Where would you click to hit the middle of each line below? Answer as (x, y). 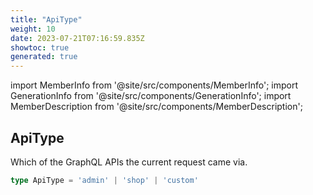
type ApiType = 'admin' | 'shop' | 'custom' (104, 180)
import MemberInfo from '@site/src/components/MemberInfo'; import (154, 85)
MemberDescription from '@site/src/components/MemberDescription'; (156, 107)
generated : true (44, 57)
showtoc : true (40, 47)
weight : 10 (33, 29)
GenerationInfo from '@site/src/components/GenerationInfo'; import (151, 96)
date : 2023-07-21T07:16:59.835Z (77, 38)
